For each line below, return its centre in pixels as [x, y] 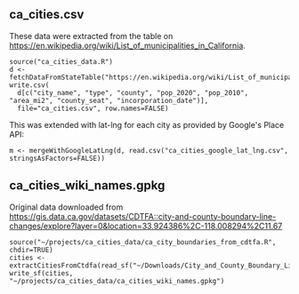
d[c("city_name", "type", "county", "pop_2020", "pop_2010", [133, 92]
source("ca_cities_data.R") [61, 61]
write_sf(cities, [41, 273]
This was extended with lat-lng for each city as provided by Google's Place [147, 124]
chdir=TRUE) [31, 250]
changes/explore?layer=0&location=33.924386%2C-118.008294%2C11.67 [146, 226]
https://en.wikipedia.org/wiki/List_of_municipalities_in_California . [128, 45]
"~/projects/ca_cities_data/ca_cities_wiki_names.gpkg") [117, 281]
